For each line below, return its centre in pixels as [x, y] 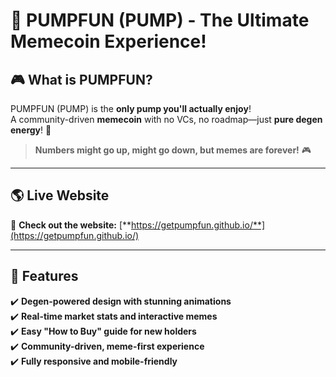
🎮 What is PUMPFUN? [81, 79]
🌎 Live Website [60, 195]
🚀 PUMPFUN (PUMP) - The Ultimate [160, 20]
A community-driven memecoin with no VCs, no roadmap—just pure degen [166, 119]
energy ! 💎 [31, 130]
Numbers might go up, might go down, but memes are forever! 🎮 [173, 150]
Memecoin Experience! [108, 41]
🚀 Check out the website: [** [71, 225]
